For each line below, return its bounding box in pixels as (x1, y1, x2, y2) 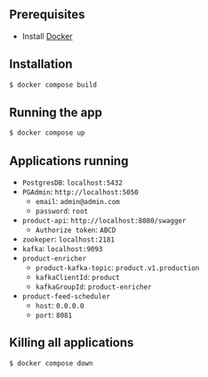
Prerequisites (9, 7, 85, 22)
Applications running (9, 153, 129, 168)
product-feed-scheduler (21, 292, 111, 301)
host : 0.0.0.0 (35, 300, 84, 310)
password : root (35, 205, 89, 216)
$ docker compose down (9, 358, 93, 368)
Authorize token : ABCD (35, 225, 116, 234)
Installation (9, 57, 73, 72)
